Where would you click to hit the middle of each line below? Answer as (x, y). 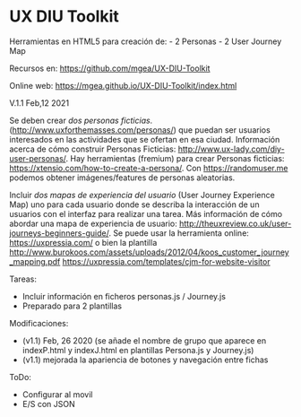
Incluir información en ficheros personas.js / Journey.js (124, 296)
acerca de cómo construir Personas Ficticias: (93, 149)
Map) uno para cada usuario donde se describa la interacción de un (134, 204)
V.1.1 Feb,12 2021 (39, 103)
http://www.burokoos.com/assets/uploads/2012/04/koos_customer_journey (149, 252)
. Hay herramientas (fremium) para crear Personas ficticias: (175, 158)
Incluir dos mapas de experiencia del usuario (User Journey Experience (142, 195)
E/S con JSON (49, 404)
